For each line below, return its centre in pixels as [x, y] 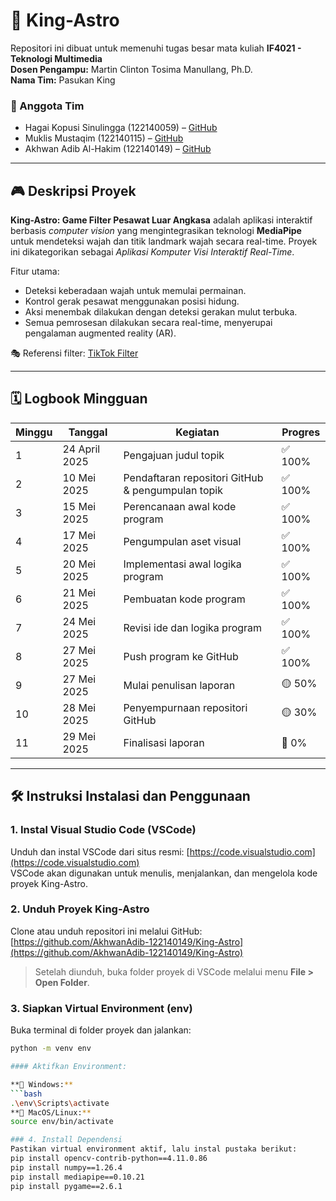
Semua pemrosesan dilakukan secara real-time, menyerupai [148, 323]
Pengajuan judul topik [174, 455]
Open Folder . [62, 982]
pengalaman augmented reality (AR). [100, 333]
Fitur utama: [35, 271]
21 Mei [79, 592]
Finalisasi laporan [164, 742]
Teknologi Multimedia [56, 58]
